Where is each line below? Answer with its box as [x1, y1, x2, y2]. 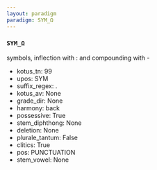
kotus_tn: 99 [16, 67, 53, 75]
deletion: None [16, 126, 60, 134]
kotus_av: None [16, 89, 62, 97]
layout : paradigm [6, 10, 57, 17]
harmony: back [16, 103, 60, 112]
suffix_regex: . [16, 81, 58, 90]
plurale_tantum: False [16, 133, 78, 142]
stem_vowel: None [16, 155, 69, 164]
